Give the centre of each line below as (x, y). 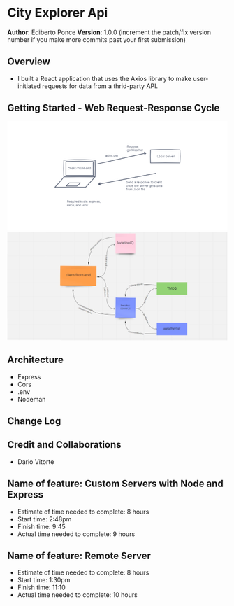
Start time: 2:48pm (44, 519)
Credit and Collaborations (64, 445)
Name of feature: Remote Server (79, 556)
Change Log (34, 421)
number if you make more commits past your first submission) (97, 39)
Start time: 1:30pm (44, 580)
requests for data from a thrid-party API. (100, 86)
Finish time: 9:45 (42, 526)
